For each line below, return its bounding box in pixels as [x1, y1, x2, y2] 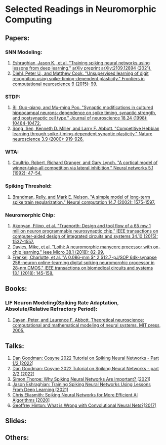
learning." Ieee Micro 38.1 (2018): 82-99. [22, 249, 105, 255]
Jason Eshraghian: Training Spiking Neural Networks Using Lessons [12, 381, 151, 387]
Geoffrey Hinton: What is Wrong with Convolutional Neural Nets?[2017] [12, 402, 157, 408]
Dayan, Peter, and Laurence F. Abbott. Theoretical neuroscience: [12, 317, 144, 323]
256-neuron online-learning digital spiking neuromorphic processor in [12, 260, 155, 266]
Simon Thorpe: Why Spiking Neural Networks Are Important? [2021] [12, 376, 151, 382]
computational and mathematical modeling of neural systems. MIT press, [12, 322, 161, 328]
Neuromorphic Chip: [5, 212, 55, 219]
